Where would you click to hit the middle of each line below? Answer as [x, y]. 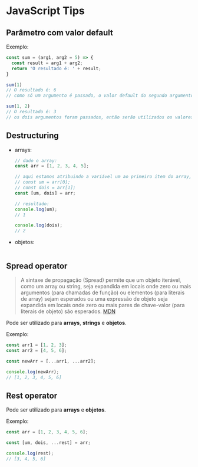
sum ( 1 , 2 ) [18, 106]
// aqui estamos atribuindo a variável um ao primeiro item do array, [103, 177]
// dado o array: [36, 160]
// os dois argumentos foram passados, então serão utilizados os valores [100, 117]
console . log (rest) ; [30, 453]
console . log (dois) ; [39, 225]
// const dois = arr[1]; [45, 188]
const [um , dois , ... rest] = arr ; [49, 443]
